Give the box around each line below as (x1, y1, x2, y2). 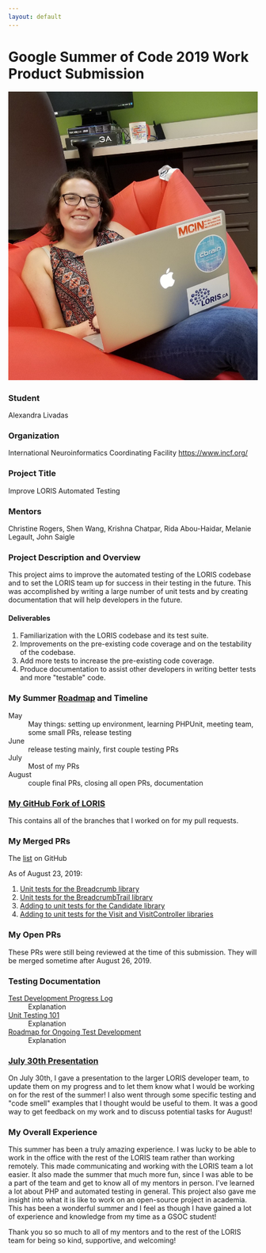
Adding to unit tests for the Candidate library (19, 901, 165, 911)
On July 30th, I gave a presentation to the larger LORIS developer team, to (8, 1073, 249, 1083)
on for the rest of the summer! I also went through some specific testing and (8, 1090, 256, 1100)
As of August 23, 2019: (8, 869, 83, 878)
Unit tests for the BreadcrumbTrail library (19, 893, 153, 902)
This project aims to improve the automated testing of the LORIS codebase (8, 570, 252, 580)
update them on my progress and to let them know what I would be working (8, 1082, 255, 1091)
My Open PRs (8, 929, 62, 940)
